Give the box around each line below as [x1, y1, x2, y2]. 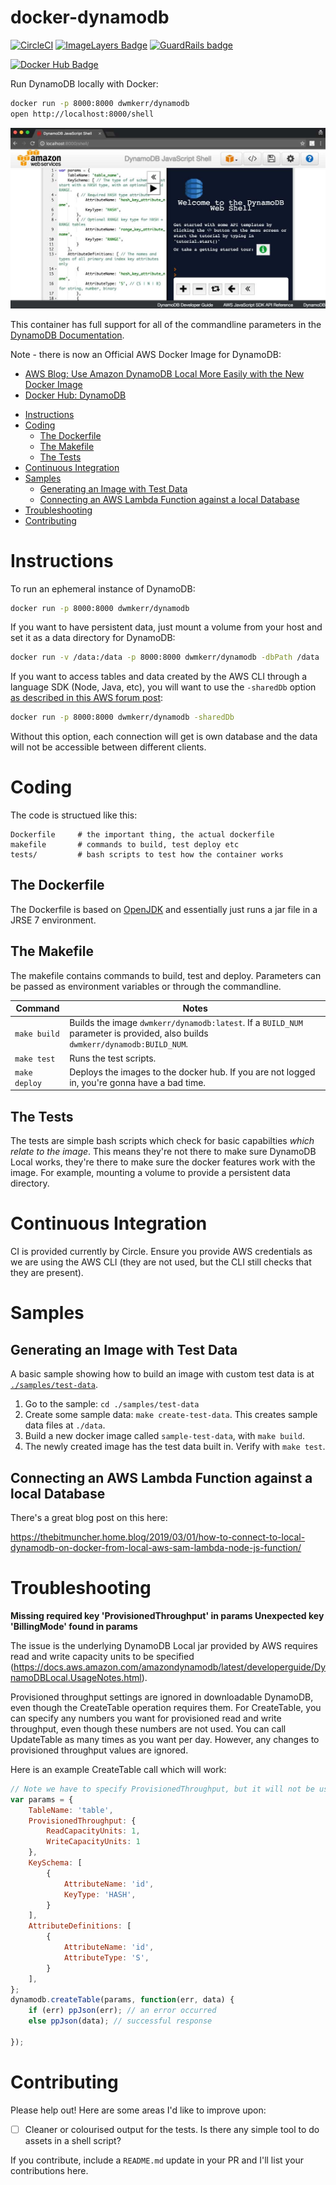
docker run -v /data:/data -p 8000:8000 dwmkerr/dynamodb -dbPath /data [10, 652, 320, 663]
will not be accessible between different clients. [10, 741, 207, 753]
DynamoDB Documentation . [10, 329, 125, 341]
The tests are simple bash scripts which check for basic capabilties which [10, 1135, 315, 1147]
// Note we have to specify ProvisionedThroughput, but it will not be [10, 1784, 315, 1794]
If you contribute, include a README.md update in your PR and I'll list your [10, 2154, 305, 2166]
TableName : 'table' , [28, 1805, 114, 1815]
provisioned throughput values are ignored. [10, 1744, 189, 1756]
